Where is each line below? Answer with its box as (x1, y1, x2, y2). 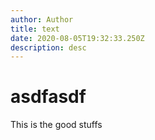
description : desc (10, 42, 87, 53)
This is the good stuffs (10, 119, 103, 131)
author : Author (10, 14, 74, 25)
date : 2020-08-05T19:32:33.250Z (10, 33, 145, 43)
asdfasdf (10, 86, 87, 108)
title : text (10, 24, 60, 34)
